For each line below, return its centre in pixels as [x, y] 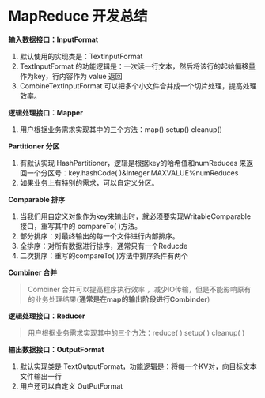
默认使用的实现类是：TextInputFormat [81, 56]
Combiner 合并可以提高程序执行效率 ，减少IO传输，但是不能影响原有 [139, 289]
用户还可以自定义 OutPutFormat [71, 386]
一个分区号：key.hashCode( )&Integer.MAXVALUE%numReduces [132, 173]
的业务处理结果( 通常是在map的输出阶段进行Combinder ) [119, 299]
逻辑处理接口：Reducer [47, 316]
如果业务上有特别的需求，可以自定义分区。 [89, 182]
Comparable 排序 [37, 199]
